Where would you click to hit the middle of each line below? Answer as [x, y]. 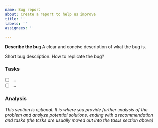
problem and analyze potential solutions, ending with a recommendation [79, 115]
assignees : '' [20, 28]
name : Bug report [23, 10]
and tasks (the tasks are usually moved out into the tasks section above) [79, 120]
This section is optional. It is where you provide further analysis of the [76, 109]
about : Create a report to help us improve [51, 14]
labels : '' [16, 24]
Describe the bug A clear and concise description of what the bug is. [76, 47]
